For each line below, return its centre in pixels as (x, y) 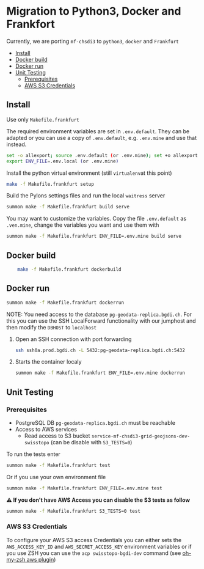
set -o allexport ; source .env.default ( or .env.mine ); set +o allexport (102, 155)
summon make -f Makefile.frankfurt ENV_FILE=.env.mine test (85, 488)
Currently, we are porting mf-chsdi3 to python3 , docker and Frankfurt (93, 41)
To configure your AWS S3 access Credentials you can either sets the (94, 540)
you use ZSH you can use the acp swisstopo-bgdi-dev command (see (94, 553)
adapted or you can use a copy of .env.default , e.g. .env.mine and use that (102, 138)
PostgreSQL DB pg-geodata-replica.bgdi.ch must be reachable (95, 422)
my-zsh (16, 559)
